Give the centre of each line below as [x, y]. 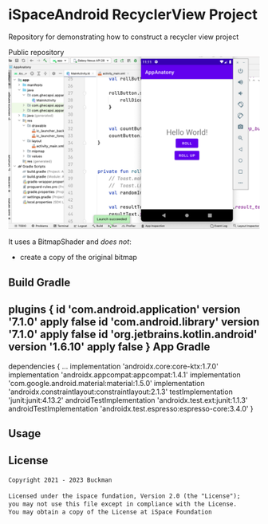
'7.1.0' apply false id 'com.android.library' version [134, 322]
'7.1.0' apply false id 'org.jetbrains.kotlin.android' [133, 335]
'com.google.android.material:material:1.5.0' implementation [106, 383]
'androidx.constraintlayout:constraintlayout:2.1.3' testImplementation [120, 392]
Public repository [36, 52]
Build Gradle [39, 282]
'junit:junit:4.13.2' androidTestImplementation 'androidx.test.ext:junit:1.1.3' [128, 400]
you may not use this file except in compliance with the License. [123, 504]
